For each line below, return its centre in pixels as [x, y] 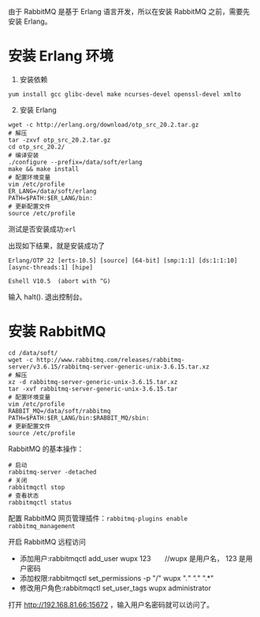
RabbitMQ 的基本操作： [46, 449]
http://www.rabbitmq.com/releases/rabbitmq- [111, 360]
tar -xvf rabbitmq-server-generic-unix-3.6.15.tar [93, 389]
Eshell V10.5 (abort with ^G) [59, 281]
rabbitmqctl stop [37, 487]
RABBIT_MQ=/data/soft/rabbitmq [59, 411]
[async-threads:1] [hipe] [50, 267]
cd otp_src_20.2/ [37, 147]
